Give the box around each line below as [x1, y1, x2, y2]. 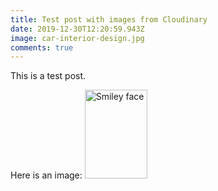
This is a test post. [10, 70, 87, 82]
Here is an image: [10, 169, 83, 181]
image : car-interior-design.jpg [10, 33, 145, 43]
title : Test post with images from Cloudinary [10, 14, 208, 25]
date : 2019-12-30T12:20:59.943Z [10, 24, 145, 34]
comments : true [10, 42, 74, 53]
